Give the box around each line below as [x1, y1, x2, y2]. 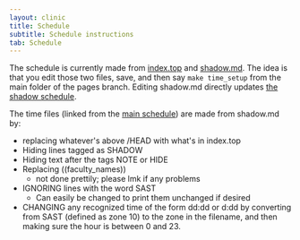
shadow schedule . [9, 91, 77, 102]
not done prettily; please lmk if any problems [35, 174, 201, 184]
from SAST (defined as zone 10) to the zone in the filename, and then [21, 211, 278, 222]
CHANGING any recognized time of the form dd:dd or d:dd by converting [21, 202, 292, 213]
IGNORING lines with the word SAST [21, 183, 157, 193]
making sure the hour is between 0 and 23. [21, 221, 182, 232]
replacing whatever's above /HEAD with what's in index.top [21, 135, 242, 146]
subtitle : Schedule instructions [9, 30, 134, 39]
